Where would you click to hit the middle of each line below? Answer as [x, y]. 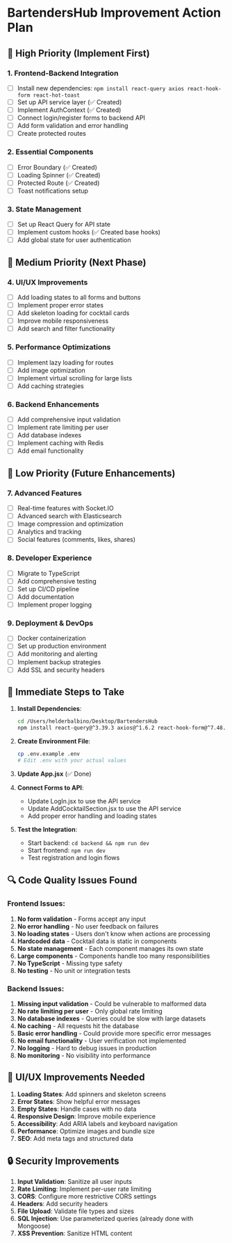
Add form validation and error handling [73, 126]
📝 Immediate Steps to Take [66, 692]
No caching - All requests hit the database [78, 1026]
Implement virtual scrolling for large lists [75, 378]
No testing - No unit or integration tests [74, 970]
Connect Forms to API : [50, 787]
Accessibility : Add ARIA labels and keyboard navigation [98, 1123]
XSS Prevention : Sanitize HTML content [75, 1233]
